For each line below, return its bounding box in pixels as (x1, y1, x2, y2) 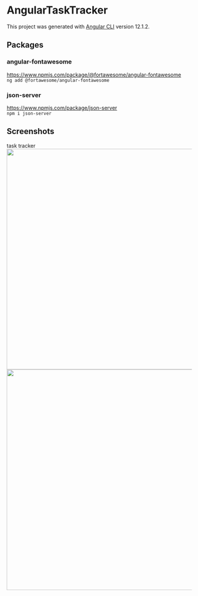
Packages (6, 40, 43, 50)
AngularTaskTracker (6, 4, 108, 17)
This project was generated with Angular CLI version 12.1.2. (6, 23, 150, 30)
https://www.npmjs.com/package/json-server (6, 104, 118, 111)
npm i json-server (6, 110, 52, 116)
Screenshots (6, 126, 55, 136)
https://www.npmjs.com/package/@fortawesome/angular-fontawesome (6, 71, 182, 78)
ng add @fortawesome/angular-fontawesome (6, 77, 110, 83)
